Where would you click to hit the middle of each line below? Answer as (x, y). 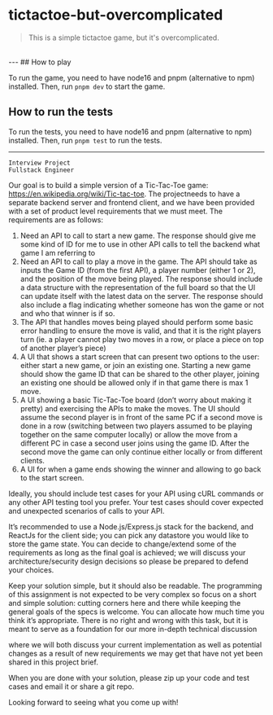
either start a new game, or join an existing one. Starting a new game (135, 365)
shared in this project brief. (54, 662)
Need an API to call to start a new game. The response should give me (138, 235)
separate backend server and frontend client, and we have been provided (132, 202)
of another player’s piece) (63, 348)
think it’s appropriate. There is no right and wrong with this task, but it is (128, 620)
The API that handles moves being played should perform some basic (136, 322)
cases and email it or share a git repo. (71, 686)
